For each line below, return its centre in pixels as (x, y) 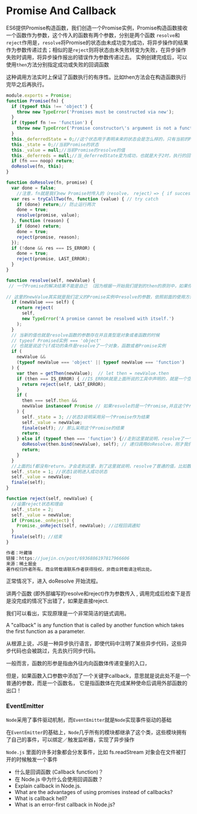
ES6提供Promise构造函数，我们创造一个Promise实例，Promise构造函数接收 (97, 28)
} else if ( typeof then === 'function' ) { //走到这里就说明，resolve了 (101, 439)
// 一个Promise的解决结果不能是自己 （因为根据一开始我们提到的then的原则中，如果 (98, 286)
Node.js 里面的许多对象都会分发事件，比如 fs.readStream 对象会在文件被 (94, 752)
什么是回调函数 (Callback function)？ (59, 772)
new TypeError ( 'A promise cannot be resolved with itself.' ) (98, 319)
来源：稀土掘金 (21, 564)
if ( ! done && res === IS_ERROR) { (53, 248)
